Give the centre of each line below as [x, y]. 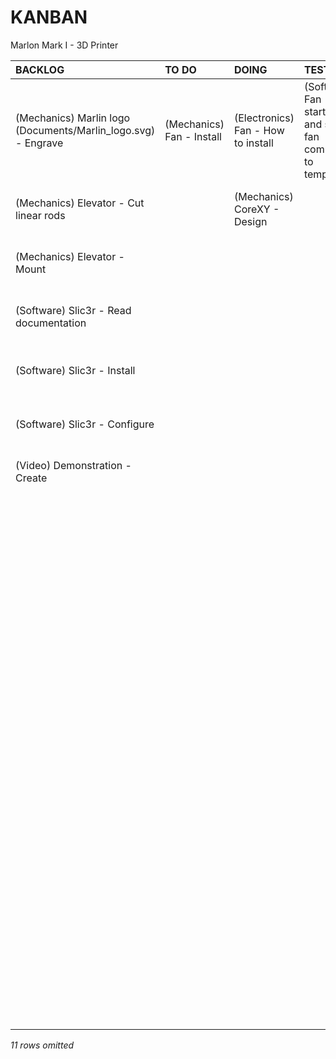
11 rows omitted [42, 1045]
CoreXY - [256, 209]
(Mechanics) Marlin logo [73, 118]
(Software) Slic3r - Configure [85, 424]
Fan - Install [193, 136]
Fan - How [259, 130]
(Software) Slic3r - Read [73, 310]
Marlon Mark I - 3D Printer [64, 45]
